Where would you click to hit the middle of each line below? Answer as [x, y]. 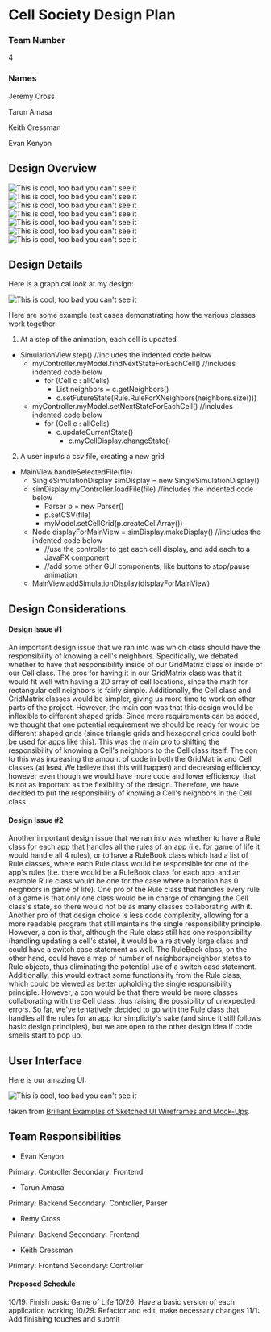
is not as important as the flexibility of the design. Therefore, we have [124, 785]
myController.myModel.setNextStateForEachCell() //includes [133, 407]
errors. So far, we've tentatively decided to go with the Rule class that [124, 1009]
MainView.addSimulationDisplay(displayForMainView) [121, 583]
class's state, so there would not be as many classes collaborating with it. [130, 907]
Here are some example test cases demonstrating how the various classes [132, 315]
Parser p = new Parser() [84, 507]
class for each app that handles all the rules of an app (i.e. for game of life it [134, 847]
